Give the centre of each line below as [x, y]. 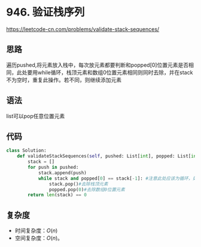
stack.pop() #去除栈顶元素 [78, 184]
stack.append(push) [62, 173]
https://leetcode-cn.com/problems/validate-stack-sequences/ [83, 29]
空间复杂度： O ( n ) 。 [39, 238]
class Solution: [26, 151]
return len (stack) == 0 [57, 195]
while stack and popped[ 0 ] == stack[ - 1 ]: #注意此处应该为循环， [115, 178]
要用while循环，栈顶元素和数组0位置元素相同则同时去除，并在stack [110, 72]
